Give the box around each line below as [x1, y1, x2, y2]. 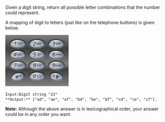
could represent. [5, 10, 39, 16]
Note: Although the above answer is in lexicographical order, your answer [5, 106, 159, 112]
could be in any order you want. [5, 111, 72, 117]
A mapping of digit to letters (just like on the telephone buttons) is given [5, 20, 155, 25]
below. [5, 25, 19, 31]
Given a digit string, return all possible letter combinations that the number [5, 5, 160, 10]
